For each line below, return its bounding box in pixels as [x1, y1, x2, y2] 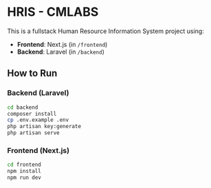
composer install [7, 110, 57, 117]
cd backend [7, 104, 38, 111]
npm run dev [7, 174, 41, 181]
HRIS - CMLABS [7, 4, 99, 20]
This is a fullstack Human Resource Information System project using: [7, 27, 204, 35]
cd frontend [7, 161, 41, 169]
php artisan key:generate [7, 123, 81, 130]
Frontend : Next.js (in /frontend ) [16, 40, 108, 48]
